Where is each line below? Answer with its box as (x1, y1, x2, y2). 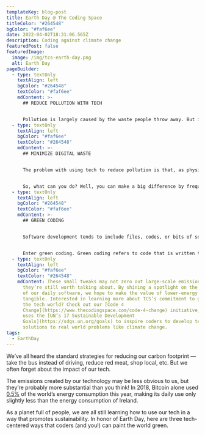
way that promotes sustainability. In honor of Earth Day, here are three (6, 415, 183, 422)
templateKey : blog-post (6, 9, 67, 15)
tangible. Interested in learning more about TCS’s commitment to (22, 296, 195, 302)
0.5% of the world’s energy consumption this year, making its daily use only (6, 390, 196, 398)
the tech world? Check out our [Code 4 (22, 301, 124, 308)
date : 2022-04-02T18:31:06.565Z (6, 32, 88, 38)
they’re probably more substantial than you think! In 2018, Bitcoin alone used (6, 384, 198, 391)
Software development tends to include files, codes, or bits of (22, 234, 192, 240)
